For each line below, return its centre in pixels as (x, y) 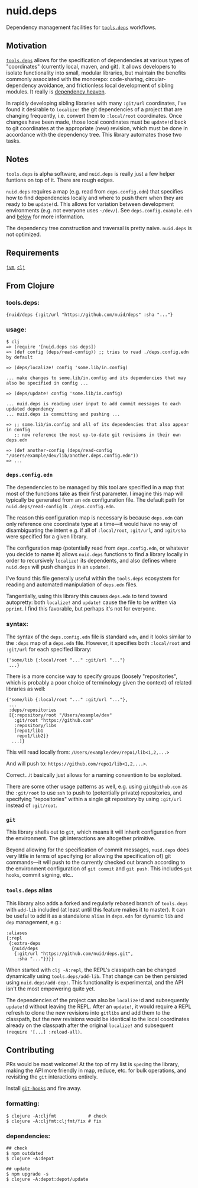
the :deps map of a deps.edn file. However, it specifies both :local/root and (98, 643)
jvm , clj (16, 267)
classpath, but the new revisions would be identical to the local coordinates (98, 1019)
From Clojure (30, 285)
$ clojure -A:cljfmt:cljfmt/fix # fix (54, 1121)
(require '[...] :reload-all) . (44, 1031)
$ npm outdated (25, 1153)
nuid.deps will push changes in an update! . (58, 567)
